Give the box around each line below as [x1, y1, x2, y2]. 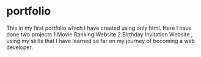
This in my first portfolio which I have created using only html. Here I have [6, 24, 192, 32]
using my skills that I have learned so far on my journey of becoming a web [6, 37, 196, 44]
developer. [6, 44, 34, 51]
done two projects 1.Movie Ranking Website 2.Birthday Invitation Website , [6, 30, 193, 38]
